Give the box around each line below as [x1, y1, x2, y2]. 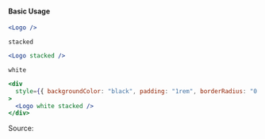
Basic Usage [8, 6, 50, 16]
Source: [8, 123, 34, 133]
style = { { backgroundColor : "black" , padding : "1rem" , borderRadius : [15, 87, 247, 95]
